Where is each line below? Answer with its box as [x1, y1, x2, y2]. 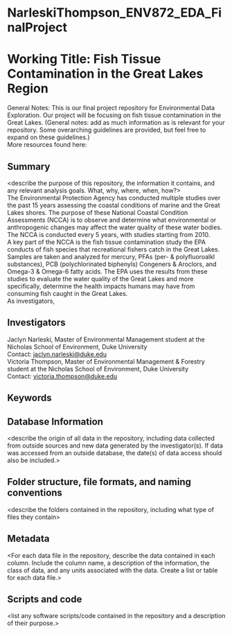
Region [7, 81, 48, 96]
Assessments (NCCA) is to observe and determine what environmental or [7, 215, 217, 224]
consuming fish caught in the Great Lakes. [7, 289, 128, 297]
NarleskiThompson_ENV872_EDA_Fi [7, 5, 222, 21]
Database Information [7, 416, 104, 428]
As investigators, [7, 297, 55, 305]
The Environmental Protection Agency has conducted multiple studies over [7, 193, 221, 202]
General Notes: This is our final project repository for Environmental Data [7, 104, 215, 112]
